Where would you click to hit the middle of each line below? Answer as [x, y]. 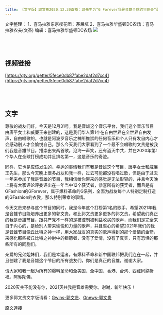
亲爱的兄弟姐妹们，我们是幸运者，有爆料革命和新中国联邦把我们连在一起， [79, 254]
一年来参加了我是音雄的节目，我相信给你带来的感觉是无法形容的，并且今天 [79, 179]
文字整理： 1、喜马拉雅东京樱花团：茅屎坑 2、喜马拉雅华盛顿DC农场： [75, 24]
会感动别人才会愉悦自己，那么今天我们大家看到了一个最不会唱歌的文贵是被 [79, 144]
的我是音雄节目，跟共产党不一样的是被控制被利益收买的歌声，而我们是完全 [79, 220]
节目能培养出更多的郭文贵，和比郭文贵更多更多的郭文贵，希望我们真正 [88, 214]
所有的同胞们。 [24, 244]
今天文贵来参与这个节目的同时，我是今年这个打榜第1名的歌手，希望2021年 [79, 208]
